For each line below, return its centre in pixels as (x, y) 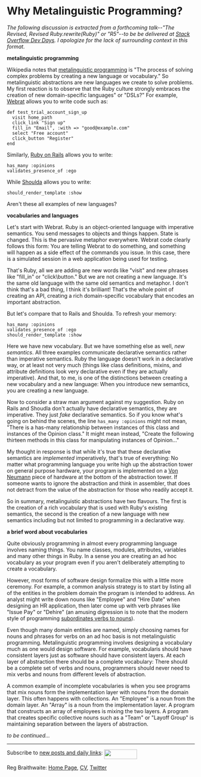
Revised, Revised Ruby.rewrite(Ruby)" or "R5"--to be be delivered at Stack (98, 33)
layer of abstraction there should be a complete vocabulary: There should (97, 661)
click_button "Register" (43, 138)
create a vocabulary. (32, 569)
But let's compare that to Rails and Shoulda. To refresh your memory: (92, 313)
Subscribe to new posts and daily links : (55, 753)
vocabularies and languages (43, 215)
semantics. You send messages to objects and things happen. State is (93, 233)
